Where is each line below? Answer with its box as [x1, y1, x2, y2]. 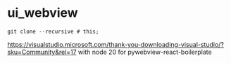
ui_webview [7, 5, 79, 21]
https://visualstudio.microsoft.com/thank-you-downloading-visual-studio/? [7, 40, 224, 48]
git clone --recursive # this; [7, 28, 99, 35]
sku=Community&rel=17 [7, 48, 77, 56]
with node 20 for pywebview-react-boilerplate [77, 48, 213, 56]
